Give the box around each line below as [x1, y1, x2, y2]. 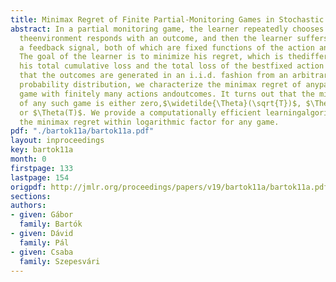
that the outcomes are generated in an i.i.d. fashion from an [19, 71, 288, 81]
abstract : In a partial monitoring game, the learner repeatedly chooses [10, 24, 325, 34]
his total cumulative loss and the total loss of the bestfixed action [19, 61, 325, 71]
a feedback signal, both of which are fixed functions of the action [19, 42, 315, 53]
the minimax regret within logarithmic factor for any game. [19, 117, 280, 127]
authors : [10, 201, 47, 211]
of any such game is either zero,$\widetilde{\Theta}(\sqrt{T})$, [19, 98, 302, 108]
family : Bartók [19, 219, 83, 230]
